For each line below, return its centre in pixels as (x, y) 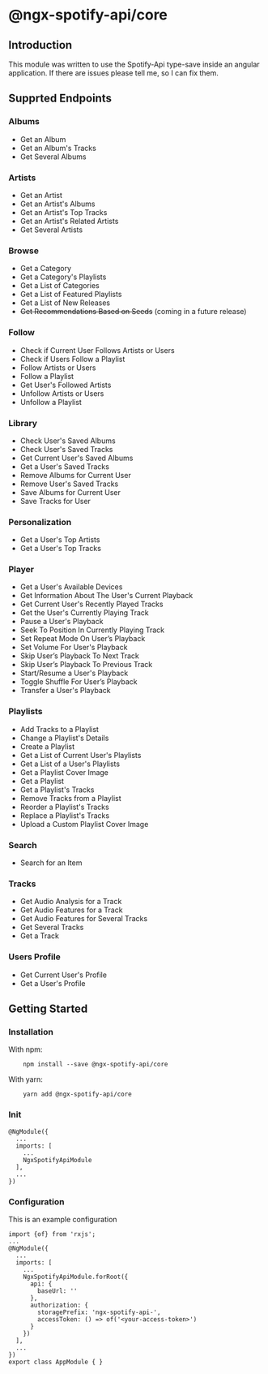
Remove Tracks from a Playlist (70, 798)
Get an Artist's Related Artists (69, 221)
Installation (31, 1032)
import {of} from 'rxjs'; (52, 1234)
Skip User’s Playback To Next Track (80, 656)
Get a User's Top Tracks (60, 549)
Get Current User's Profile (64, 975)
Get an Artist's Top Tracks (64, 212)
